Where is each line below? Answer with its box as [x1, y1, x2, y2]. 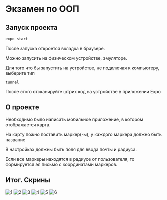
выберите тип [5, 70, 35, 76]
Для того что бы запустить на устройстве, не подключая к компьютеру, [5, 65, 160, 71]
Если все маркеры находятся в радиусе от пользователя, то [5, 156, 135, 162]
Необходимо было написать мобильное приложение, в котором [5, 116, 144, 122]
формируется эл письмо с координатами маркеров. [5, 161, 118, 167]
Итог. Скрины [5, 176, 51, 184]
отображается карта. [5, 121, 51, 128]
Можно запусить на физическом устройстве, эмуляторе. [5, 55, 127, 61]
